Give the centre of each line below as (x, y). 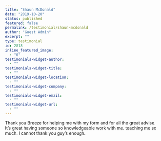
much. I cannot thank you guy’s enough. (45, 133)
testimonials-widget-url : (31, 105)
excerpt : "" (17, 37)
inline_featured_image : (29, 50)
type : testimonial (24, 41)
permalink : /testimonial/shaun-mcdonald (47, 28)
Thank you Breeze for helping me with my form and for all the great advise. (80, 123)
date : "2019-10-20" (25, 14)
